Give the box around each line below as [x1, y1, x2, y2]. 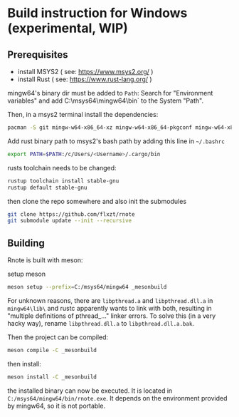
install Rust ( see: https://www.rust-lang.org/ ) [17, 75, 152, 83]
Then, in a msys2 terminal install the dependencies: [7, 110, 159, 118]
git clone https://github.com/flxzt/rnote [7, 210, 135, 218]
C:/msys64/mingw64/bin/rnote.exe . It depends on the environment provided [7, 393, 228, 402]
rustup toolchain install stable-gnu [7, 177, 119, 185]
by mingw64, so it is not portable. [7, 401, 105, 410]
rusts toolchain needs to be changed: [7, 163, 117, 172]
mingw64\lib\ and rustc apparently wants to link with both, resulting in [7, 304, 212, 312]
